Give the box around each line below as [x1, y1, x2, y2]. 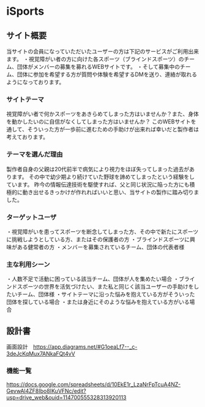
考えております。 [6, 133, 49, 141]
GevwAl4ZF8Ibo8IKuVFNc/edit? [6, 387, 87, 395]
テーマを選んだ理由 [6, 150, 63, 159]
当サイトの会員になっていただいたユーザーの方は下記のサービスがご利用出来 [6, 48, 199, 55]
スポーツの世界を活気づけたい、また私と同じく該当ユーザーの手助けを [17, 283, 194, 290]
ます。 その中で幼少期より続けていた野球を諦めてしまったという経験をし [11, 173, 195, 180]
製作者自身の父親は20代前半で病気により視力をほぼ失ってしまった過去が [6, 165, 190, 172]
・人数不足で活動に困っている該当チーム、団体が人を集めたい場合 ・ [6, 275, 179, 283]
